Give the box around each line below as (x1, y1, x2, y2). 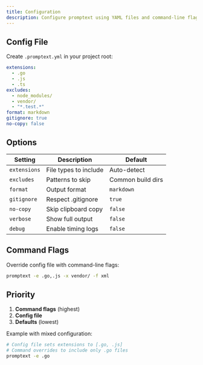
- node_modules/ (11, 92, 53, 99)
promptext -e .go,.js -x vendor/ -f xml (6, 273, 110, 279)
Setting (14, 155, 36, 164)
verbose (9, 215, 31, 222)
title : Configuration (6, 8, 61, 15)
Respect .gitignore (46, 195, 98, 203)
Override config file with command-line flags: (6, 261, 120, 268)
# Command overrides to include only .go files (6, 347, 129, 354)
